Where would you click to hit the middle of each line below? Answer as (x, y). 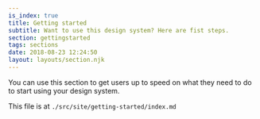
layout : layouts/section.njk (56, 60)
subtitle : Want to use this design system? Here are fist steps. (118, 30)
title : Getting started (48, 23)
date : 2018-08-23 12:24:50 (53, 52)
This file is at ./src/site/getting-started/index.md (92, 106)
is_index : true (33, 15)
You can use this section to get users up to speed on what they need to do (130, 82)
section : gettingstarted (49, 38)
